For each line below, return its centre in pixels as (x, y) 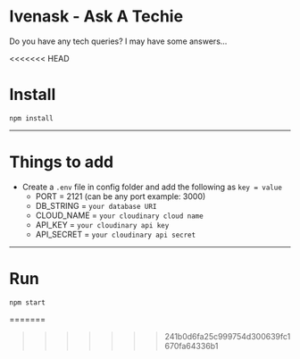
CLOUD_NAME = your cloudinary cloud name (119, 215)
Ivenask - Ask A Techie (96, 17)
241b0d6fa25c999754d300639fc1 (228, 336)
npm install (31, 118)
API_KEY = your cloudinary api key (102, 224)
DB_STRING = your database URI (96, 205)
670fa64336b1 (192, 346)
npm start (28, 302)
